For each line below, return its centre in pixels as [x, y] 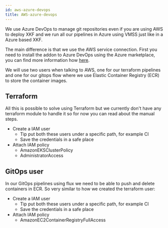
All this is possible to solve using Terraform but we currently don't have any [83, 108]
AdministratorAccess [42, 156]
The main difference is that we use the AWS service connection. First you [81, 49]
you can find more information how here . [48, 60]
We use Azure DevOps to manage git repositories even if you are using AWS [84, 29]
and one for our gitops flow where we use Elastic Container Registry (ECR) [82, 75]
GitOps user [24, 171]
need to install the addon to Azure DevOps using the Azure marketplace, [80, 55]
